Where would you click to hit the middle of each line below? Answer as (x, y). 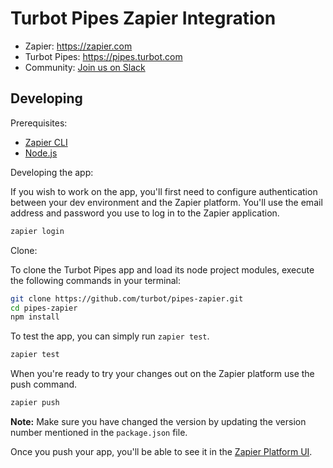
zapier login (37, 231)
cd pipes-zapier (44, 308)
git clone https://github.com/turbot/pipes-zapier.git (127, 298)
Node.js (41, 153)
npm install (35, 317)
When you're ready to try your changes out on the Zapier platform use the (162, 374)
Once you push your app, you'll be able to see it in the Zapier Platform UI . (161, 451)
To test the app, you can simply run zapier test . (110, 336)
